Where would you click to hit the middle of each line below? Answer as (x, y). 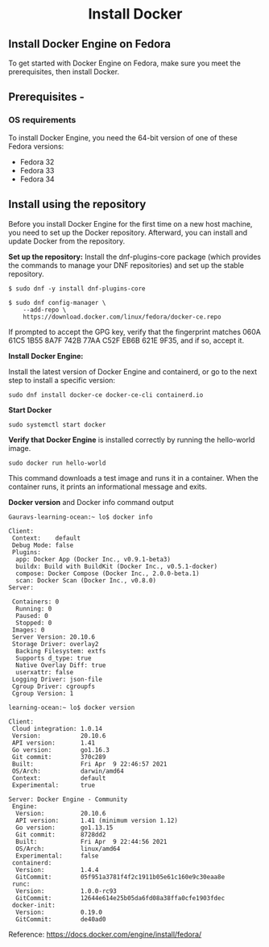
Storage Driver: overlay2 (55, 644)
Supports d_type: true (54, 658)
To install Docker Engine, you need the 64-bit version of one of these (123, 137)
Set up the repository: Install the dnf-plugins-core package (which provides (135, 257)
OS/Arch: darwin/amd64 (68, 771)
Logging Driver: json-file (57, 679)
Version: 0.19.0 (59, 912)
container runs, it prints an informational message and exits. (108, 486)
